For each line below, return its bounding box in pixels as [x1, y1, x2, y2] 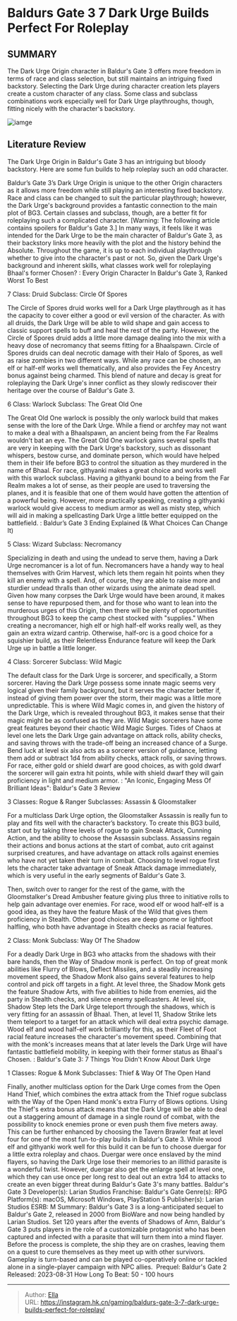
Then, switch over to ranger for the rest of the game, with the [7, 885, 186, 893]
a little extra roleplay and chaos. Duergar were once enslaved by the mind [7, 1150, 221, 1158]
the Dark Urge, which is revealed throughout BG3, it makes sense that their [7, 708, 225, 717]
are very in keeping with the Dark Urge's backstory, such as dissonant [7, 443, 212, 452]
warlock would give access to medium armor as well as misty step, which [7, 503, 221, 512]
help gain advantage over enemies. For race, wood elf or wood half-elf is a [7, 900, 224, 908]
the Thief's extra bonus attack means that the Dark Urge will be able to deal [7, 1105, 227, 1113]
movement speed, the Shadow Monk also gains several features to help [7, 972, 215, 980]
